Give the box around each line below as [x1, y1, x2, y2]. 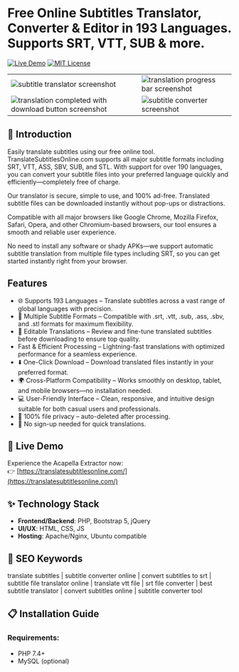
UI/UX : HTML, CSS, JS [17, 525, 85, 533]
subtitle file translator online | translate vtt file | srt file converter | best [7, 579, 213, 587]
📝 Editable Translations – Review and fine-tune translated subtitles [17, 327, 212, 335]
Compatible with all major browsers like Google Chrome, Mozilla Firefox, [7, 212, 219, 221]
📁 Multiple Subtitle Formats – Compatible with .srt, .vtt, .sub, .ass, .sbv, [17, 312, 225, 320]
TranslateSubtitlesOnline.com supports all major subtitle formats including [7, 154, 224, 163]
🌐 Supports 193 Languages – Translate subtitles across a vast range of [17, 296, 225, 305]
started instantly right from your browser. [7, 256, 128, 265]
